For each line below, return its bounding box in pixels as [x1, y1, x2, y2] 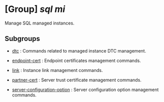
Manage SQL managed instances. [5, 20, 75, 26]
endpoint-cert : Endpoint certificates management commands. [12, 57, 141, 63]
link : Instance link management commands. [12, 67, 103, 73]
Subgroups [5, 34, 41, 43]
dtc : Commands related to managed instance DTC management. [12, 47, 146, 53]
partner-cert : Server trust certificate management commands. [12, 76, 141, 83]
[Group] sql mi [5, 3, 66, 15]
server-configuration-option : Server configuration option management [12, 86, 159, 92]
